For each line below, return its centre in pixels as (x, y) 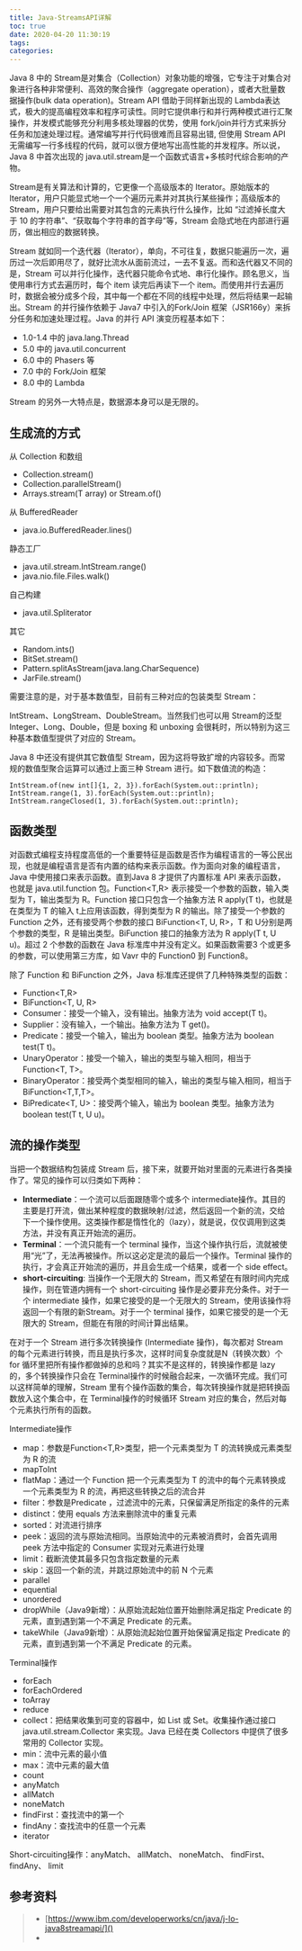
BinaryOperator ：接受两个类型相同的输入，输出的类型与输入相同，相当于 (157, 1080)
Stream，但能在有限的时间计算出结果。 (120, 1323)
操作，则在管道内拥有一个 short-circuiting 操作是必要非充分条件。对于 (151, 1289)
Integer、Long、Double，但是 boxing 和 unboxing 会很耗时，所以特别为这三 (150, 726)
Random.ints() (48, 649)
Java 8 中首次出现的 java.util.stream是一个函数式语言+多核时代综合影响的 (145, 157)
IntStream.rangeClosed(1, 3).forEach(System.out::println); (124, 801)
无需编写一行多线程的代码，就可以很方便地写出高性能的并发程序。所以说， (147, 146)
